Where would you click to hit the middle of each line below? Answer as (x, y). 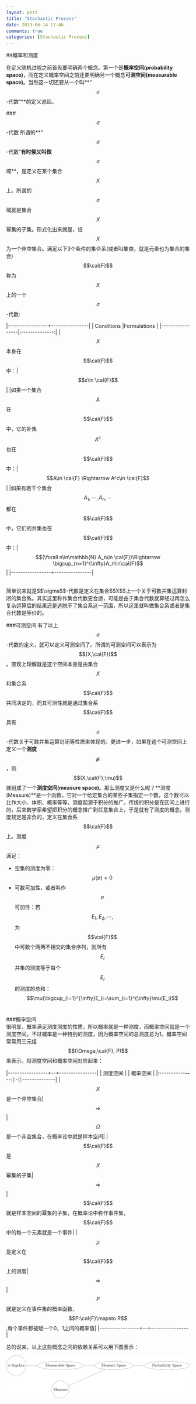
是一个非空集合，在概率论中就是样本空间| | (57, 1136)
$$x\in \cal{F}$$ (98, 380)
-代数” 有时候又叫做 (29, 152)
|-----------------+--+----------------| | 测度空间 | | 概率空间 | (80, 1073)
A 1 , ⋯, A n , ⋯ (98, 498)
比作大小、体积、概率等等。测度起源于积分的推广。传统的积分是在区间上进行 (98, 802)
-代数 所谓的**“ (24, 132)
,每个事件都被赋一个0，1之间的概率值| (51, 1328)
